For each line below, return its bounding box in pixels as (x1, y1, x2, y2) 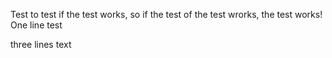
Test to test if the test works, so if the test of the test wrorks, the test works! (10, 9, 323, 20)
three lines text (10, 39, 72, 50)
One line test (10, 19, 63, 31)
